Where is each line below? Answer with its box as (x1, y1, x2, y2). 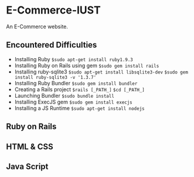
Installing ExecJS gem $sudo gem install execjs (14, 98, 133, 105)
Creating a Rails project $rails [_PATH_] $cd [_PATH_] (14, 86, 145, 93)
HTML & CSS (6, 142, 54, 152)
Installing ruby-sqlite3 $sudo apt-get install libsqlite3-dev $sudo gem (14, 68, 189, 75)
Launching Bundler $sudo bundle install (14, 92, 114, 99)
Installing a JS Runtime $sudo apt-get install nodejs (14, 104, 145, 112)
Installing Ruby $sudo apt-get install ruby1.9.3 (14, 55, 134, 62)
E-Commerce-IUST (6, 4, 101, 17)
